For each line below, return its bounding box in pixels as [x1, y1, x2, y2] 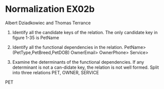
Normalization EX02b [5, 3, 95, 15]
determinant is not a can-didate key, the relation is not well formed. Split [12, 64, 159, 70]
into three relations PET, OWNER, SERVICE [12, 69, 99, 75]
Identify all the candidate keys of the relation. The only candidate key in [12, 29, 158, 35]
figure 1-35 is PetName [12, 35, 59, 41]
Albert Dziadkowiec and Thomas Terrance [5, 20, 91, 26]
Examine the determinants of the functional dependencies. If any [12, 59, 144, 65]
